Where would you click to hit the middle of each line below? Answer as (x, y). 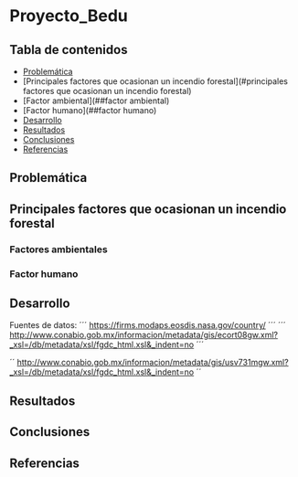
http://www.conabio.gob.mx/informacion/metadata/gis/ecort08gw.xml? (144, 335)
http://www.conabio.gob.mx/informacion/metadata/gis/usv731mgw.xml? (153, 363)
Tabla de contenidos (69, 50)
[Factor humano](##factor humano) (90, 110)
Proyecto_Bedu (69, 16)
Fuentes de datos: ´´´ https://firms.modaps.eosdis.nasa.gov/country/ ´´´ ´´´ (148, 325)
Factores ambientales (59, 249)
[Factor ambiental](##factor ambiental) (96, 101)
